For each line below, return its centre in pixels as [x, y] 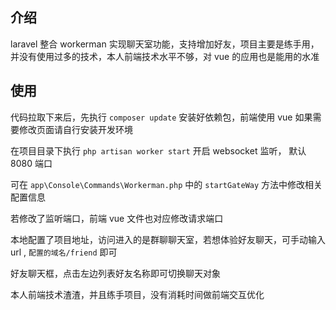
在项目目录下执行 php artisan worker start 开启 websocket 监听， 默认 [158, 150]
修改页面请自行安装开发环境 [75, 129]
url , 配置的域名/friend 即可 [64, 252]
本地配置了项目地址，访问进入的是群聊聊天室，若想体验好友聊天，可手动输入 [168, 239]
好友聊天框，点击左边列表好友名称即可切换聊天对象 [115, 273]
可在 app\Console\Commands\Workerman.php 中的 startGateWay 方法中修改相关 [166, 184]
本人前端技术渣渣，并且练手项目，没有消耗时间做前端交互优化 [137, 294]
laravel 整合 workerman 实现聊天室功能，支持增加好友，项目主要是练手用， [165, 44]
